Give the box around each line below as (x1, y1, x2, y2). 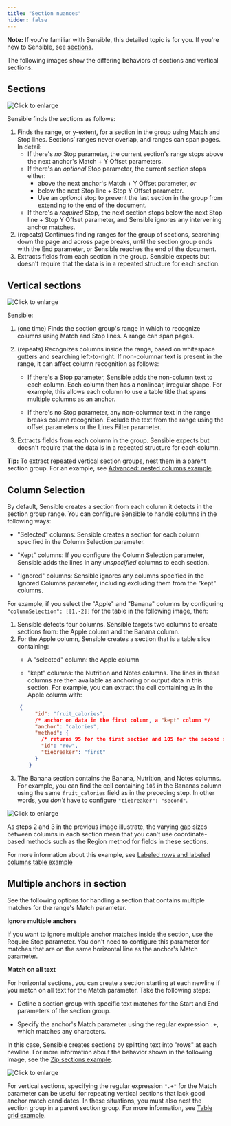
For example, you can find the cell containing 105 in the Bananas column (16, 781, 222, 790)
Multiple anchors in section (7, 878, 126, 889)
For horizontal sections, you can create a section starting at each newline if (7, 978, 220, 987)
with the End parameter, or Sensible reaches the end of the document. (16, 245, 217, 253)
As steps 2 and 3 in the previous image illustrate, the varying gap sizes (7, 823, 208, 831)
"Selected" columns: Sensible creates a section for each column (16, 530, 200, 539)
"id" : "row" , (41, 742, 78, 750)
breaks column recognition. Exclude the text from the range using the (27, 415, 224, 424)
